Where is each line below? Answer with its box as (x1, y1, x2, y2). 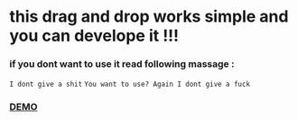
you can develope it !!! (9, 25, 180, 46)
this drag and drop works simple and (9, 6, 289, 27)
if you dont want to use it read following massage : (9, 58, 235, 70)
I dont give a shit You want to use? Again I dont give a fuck (9, 79, 251, 89)
